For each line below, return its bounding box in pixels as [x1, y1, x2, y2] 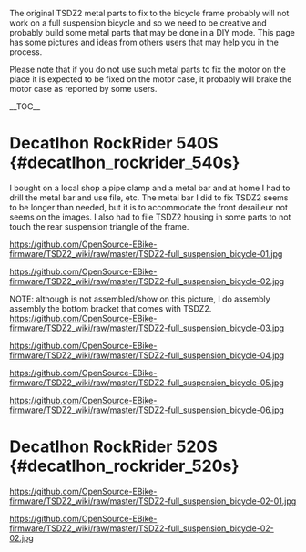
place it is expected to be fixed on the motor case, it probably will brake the [9, 74, 292, 85]
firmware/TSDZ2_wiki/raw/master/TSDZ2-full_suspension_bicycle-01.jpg [9, 248, 283, 259]
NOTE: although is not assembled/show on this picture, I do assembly [9, 293, 270, 304]
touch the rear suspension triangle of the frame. [9, 220, 189, 231]
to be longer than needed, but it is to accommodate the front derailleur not [9, 201, 289, 212]
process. [9, 46, 43, 57]
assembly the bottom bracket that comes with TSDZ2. [9, 302, 212, 313]
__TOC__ [9, 101, 41, 112]
